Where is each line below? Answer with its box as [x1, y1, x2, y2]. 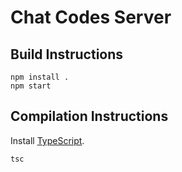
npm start [10, 81, 52, 91]
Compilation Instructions [10, 108, 169, 125]
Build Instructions [10, 46, 124, 63]
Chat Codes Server [10, 6, 172, 29]
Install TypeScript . [10, 134, 85, 146]
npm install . [10, 72, 70, 82]
